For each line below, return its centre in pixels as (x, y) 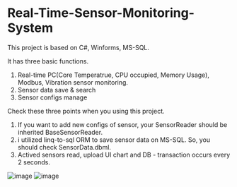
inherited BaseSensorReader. (60, 132)
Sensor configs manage (52, 97)
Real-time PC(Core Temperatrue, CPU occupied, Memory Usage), (114, 75)
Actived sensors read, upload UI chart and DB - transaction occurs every (124, 155)
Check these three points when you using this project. (86, 111)
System (30, 28)
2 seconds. (34, 162)
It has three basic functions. (48, 61)
